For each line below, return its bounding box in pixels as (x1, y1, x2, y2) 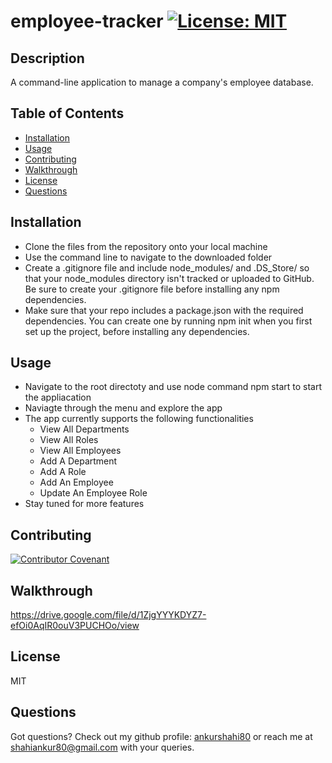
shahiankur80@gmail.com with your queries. (10, 741, 195, 753)
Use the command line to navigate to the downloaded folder (24, 251, 273, 263)
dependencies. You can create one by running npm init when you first (24, 315, 313, 327)
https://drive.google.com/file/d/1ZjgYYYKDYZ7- (10, 609, 207, 621)
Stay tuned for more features (24, 498, 145, 510)
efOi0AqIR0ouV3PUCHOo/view (10, 620, 140, 632)
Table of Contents (10, 105, 125, 122)
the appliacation (24, 391, 92, 404)
